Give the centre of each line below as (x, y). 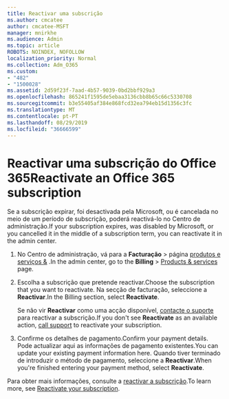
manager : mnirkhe (32, 33)
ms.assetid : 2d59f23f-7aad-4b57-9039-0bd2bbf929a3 (81, 90)
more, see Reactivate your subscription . (64, 389)
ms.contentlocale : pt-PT (43, 116)
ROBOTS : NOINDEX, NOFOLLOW (46, 52)
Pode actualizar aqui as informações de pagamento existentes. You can (118, 346)
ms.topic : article (33, 46)
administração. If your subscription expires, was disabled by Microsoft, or (110, 226)
